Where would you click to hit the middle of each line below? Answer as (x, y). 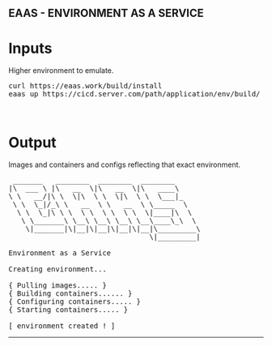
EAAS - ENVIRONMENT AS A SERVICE (106, 13)
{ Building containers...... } (70, 294)
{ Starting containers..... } (68, 310)
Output (32, 142)
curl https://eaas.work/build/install (85, 86)
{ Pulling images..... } (57, 286)
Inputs (30, 48)
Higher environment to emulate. (61, 70)
